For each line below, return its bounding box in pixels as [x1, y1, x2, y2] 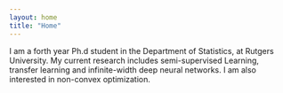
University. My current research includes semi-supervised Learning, [9, 55, 260, 66]
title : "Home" [9, 21, 62, 30]
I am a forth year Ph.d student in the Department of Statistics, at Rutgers [9, 45, 274, 56]
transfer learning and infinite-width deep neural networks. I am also [9, 64, 256, 75]
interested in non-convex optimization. [9, 74, 151, 84]
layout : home [9, 12, 58, 22]
